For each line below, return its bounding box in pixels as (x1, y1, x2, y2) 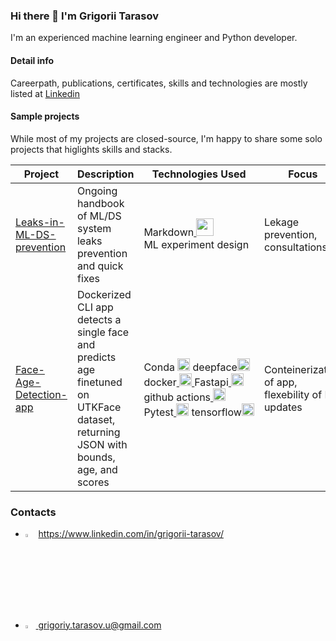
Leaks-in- (15, 215, 65, 229)
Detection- (15, 387, 68, 401)
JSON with (76, 437, 128, 451)
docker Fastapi (143, 375, 229, 389)
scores (76, 475, 110, 489)
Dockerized (76, 287, 132, 301)
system (76, 221, 112, 235)
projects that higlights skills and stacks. (10, 143, 173, 155)
